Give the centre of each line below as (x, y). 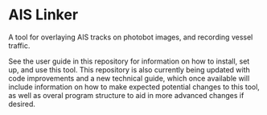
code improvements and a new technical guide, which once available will (129, 78)
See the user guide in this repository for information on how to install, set (129, 61)
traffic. (19, 45)
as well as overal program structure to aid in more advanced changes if (126, 95)
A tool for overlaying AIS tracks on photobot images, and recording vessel (131, 37)
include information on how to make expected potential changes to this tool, (134, 87)
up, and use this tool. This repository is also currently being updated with (129, 69)
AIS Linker (43, 15)
